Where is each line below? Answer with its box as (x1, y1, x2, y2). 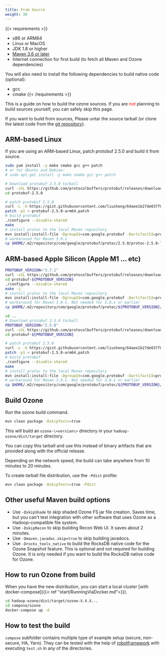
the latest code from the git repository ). (5, 121, 85, 127)
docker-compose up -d (5, 608, 50, 613)
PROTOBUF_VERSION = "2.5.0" (5, 323, 58, 328)
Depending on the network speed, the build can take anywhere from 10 (5, 457, 150, 463)
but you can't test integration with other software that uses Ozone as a (12, 514, 156, 520)
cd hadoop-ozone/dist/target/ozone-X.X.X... (5, 599, 98, 603)
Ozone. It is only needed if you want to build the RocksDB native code (12, 551, 155, 557)
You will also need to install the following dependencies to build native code (5, 71, 159, 77)
